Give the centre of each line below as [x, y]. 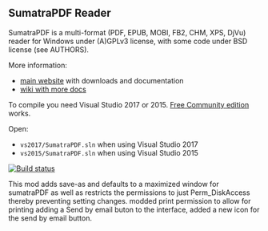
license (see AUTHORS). [49, 49]
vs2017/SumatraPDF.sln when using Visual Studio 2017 [109, 144]
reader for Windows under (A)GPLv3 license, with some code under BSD [128, 41]
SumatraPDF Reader [60, 13]
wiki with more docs [53, 89]
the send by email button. [50, 218]
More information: [38, 65]
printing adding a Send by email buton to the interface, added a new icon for [134, 209]
